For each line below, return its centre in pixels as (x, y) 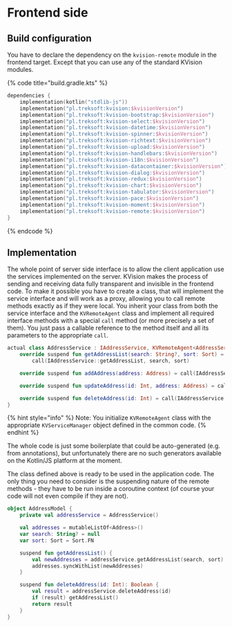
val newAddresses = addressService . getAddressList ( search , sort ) (128, 559)
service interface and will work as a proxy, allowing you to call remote (106, 299)
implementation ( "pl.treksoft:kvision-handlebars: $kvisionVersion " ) (118, 153)
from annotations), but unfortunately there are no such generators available (115, 453)
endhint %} (23, 433)
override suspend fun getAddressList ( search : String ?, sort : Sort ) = (122, 355)
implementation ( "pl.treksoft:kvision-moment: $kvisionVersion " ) (113, 205)
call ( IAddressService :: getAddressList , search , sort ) (111, 361)
